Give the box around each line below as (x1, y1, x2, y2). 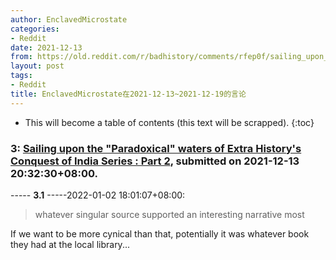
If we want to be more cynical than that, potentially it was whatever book (10, 227, 310, 240)
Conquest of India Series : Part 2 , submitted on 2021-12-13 (10, 154, 300, 168)
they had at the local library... (10, 238, 130, 250)
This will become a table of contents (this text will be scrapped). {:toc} (24, 116, 315, 128)
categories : (10, 24, 60, 34)
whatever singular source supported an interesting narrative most (34, 208, 305, 220)
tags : (10, 71, 33, 81)
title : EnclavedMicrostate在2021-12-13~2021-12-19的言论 (10, 89, 247, 99)
